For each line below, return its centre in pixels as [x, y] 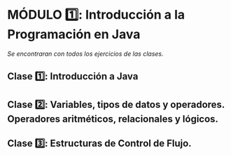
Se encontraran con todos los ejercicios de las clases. [85, 54]
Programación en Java [74, 34]
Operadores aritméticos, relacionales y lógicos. [113, 119]
